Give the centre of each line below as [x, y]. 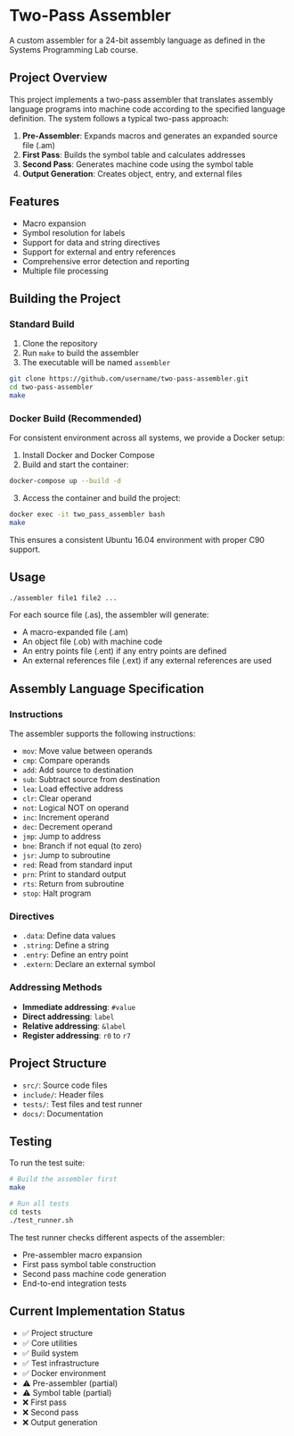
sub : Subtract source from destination [91, 780]
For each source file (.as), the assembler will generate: [109, 615]
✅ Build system [50, 1353]
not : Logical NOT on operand [75, 808]
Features [34, 202]
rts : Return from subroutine [73, 884]
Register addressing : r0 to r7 [76, 1035]
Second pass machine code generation [94, 1273]
